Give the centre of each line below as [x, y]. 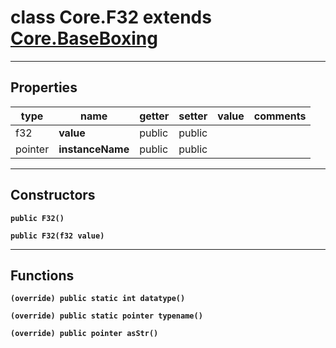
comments [280, 116]
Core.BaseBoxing [84, 38]
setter [193, 116]
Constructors [53, 195]
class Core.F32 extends [111, 17]
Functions [42, 275]
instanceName [94, 149]
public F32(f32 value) [57, 236]
